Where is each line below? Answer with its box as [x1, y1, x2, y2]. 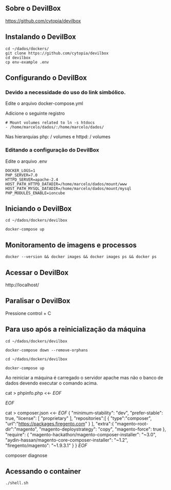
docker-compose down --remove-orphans [5, 348, 88, 353]
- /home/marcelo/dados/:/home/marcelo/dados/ [5, 125, 104, 130]
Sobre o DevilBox [5, 4, 61, 13]
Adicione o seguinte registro [5, 110, 65, 117]
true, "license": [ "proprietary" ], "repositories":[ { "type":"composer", [5, 415, 152, 421]
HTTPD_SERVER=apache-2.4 [5, 177, 58, 182]
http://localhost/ [5, 282, 39, 288]
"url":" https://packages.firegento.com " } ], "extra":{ [5, 420, 114, 427]
